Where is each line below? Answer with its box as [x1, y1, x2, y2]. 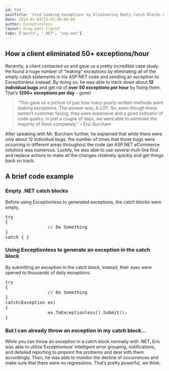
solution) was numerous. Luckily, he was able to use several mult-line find [5, 147, 158, 153]
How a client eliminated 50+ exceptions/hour [5, 49, 149, 58]
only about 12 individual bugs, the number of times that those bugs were [5, 136, 155, 142]
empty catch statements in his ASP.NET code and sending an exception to [5, 74, 159, 80]
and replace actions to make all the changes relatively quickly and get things [5, 152, 164, 158]
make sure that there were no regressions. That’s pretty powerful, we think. [5, 360, 161, 366]
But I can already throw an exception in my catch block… [5, 327, 147, 334]
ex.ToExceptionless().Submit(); [47, 309, 127, 315]
